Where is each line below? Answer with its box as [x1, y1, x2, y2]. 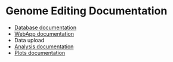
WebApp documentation [14, 30, 74, 37]
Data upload [14, 36, 45, 44]
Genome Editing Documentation [5, 4, 168, 18]
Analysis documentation [14, 43, 74, 50]
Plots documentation [14, 49, 66, 56]
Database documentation [14, 24, 77, 31]
